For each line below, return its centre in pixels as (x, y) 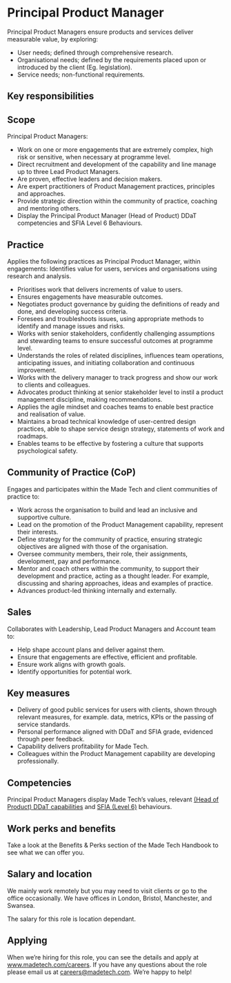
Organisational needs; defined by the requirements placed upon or (112, 59)
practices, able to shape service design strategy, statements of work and (121, 429)
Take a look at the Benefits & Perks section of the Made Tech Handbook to (113, 845)
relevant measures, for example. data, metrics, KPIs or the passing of (115, 717)
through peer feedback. (51, 739)
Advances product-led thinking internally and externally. (97, 590)
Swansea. (21, 905)
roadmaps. (32, 436)
